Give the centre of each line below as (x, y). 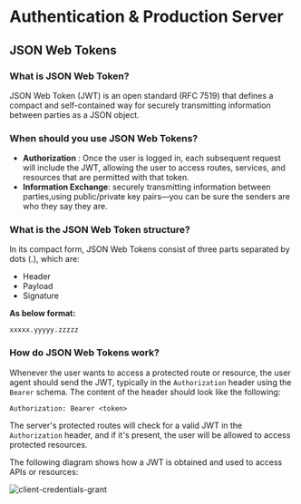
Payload (38, 286)
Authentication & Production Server (146, 17)
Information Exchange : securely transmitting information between (146, 187)
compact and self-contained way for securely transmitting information (141, 105)
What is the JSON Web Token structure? (100, 230)
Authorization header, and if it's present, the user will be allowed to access (150, 435)
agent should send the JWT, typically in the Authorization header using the (150, 382)
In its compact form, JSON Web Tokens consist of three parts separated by (150, 249)
